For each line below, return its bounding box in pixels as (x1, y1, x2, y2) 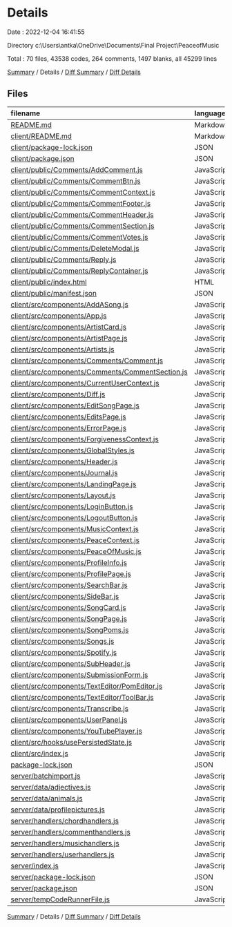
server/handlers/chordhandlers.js (10, 816, 119, 825)
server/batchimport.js (10, 771, 81, 781)
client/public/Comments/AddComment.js (10, 164, 143, 174)
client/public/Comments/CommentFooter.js (10, 198, 151, 208)
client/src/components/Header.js (10, 457, 118, 466)
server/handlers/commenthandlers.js (10, 827, 131, 837)
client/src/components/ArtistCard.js (10, 322, 126, 332)
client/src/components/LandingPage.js (10, 479, 137, 488)
